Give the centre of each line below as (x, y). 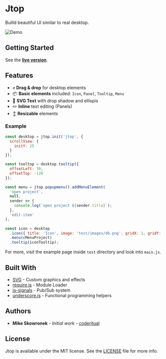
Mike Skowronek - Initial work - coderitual (56, 323)
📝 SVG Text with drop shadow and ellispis (55, 101)
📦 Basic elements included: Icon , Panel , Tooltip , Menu (68, 93)
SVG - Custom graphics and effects (49, 280)
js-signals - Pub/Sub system (41, 290)
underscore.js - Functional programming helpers (62, 296)
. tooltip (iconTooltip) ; (34, 242)
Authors (18, 311)
